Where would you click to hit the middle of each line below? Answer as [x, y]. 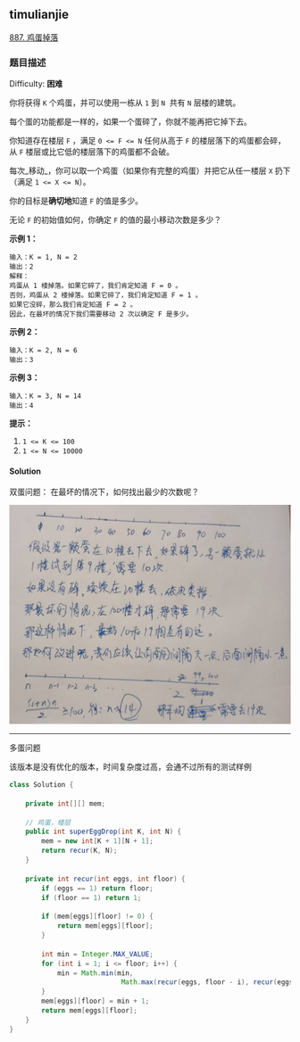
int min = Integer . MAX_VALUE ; [97, 954]
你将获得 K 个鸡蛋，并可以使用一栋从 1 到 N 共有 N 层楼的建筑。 [125, 103]
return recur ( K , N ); [79, 851]
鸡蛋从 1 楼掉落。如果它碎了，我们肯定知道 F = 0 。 [96, 286]
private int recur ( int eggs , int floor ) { [105, 879]
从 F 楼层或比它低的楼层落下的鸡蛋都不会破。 [92, 152]
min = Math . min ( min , [95, 973]
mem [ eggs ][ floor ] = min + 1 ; [96, 1001]
